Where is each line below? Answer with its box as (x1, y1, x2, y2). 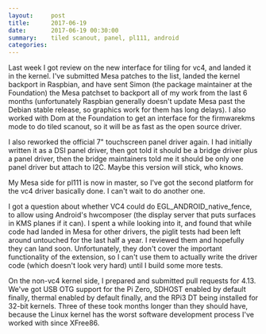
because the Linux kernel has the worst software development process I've (8, 310, 254, 320)
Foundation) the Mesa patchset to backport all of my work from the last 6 (8, 88, 248, 98)
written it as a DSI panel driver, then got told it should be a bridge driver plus (8, 146, 258, 155)
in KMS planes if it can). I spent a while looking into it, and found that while (8, 219, 253, 228)
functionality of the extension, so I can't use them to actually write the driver (8, 252, 258, 262)
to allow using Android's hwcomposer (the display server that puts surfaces (8, 210, 256, 220)
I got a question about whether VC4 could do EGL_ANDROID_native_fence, (8, 202, 253, 211)
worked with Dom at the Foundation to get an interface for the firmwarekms (8, 113, 256, 123)
